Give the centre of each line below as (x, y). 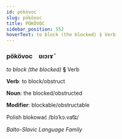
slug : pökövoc (24, 18)
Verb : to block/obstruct (36, 81)
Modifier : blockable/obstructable (48, 105)
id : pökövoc (21, 12)
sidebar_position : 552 (35, 29)
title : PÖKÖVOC (26, 23)
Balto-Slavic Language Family (44, 130)
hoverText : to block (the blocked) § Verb (61, 35)
